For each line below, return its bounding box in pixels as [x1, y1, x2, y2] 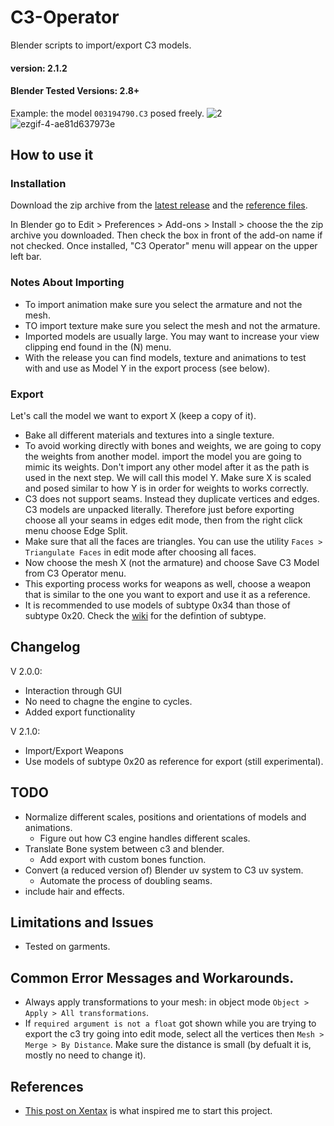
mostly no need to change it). [24, 1049, 147, 1061]
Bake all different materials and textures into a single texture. [24, 429, 275, 441]
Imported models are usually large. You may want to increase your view [24, 330, 320, 342]
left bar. [10, 251, 42, 263]
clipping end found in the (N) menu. [24, 341, 172, 353]
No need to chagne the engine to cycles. [24, 695, 193, 707]
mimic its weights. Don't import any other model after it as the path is [24, 461, 310, 473]
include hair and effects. [24, 885, 125, 897]
